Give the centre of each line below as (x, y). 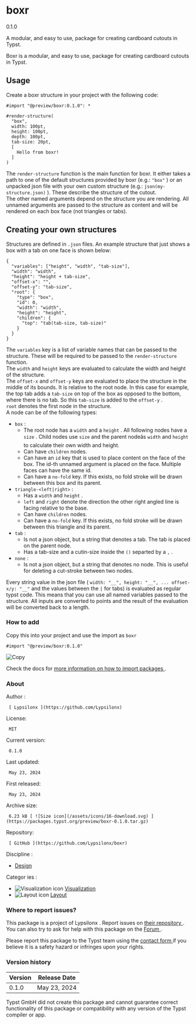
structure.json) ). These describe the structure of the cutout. (81, 192)
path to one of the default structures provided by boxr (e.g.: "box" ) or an (94, 180)
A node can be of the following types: (52, 412)
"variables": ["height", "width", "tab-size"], (71, 266)
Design (23, 866)
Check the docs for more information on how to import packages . (86, 668)
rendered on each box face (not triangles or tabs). (67, 211)
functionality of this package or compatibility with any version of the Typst (96, 1008)
